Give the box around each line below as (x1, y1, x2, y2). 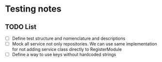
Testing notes (5, 3, 62, 15)
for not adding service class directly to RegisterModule (12, 46, 122, 52)
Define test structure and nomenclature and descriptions (12, 35, 126, 41)
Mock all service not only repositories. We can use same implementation (12, 41, 158, 47)
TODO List (5, 23, 36, 31)
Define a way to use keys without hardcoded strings (12, 52, 116, 58)
